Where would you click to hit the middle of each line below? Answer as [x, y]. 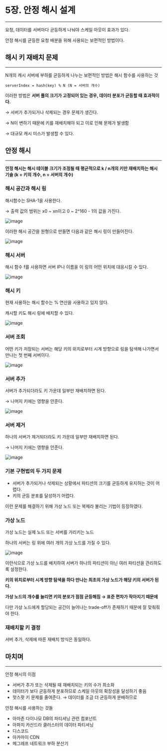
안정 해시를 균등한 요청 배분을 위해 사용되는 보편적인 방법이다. [65, 40]
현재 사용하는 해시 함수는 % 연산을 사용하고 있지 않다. [57, 303]
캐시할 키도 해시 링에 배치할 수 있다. [40, 313]
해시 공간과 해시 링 [26, 188]
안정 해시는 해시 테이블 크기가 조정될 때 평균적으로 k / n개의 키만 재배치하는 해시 [82, 168]
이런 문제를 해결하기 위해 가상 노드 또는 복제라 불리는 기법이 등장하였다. [74, 506]
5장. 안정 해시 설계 [41, 10]
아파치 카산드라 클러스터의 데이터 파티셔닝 [53, 725]
